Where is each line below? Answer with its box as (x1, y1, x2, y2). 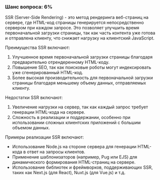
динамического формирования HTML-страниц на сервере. (12, 160, 136, 165)
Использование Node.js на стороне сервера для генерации (12, 144, 137, 150)
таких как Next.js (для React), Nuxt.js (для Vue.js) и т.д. (12, 170, 126, 176)
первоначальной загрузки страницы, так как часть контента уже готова (5, 30, 156, 36)
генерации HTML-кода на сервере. (12, 109, 85, 115)
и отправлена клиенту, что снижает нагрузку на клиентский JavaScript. (5, 35, 155, 41)
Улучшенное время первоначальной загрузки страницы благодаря (12, 54, 153, 60)
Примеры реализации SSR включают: (5, 134, 84, 140)
